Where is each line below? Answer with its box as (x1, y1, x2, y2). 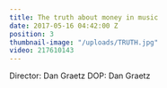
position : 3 (9, 29, 54, 38)
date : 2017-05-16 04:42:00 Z (9, 21, 119, 30)
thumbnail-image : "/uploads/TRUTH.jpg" (9, 37, 159, 47)
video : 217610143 (9, 46, 75, 55)
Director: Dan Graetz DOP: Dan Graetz (9, 70, 151, 81)
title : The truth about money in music (9, 12, 159, 22)
